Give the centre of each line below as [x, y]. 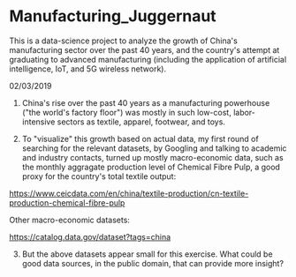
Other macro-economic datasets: [70, 220]
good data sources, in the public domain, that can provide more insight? [153, 263]
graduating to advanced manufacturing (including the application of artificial [148, 59]
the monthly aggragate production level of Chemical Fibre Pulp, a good [151, 167]
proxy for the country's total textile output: [99, 176]
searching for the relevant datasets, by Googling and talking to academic [154, 148]
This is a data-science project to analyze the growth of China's [124, 41]
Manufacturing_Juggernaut [113, 16]
